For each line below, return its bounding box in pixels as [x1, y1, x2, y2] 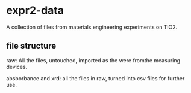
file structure [6, 41, 57, 51]
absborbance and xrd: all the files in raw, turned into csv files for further [6, 74, 185, 82]
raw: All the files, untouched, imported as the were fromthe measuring [6, 56, 181, 64]
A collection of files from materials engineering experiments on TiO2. [6, 23, 178, 31]
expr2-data [6, 4, 64, 17]
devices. [6, 63, 28, 70]
